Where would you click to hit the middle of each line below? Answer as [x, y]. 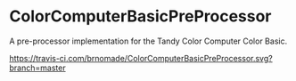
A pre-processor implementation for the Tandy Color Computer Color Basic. [148, 41]
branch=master [37, 68]
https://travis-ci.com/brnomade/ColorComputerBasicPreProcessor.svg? [141, 58]
